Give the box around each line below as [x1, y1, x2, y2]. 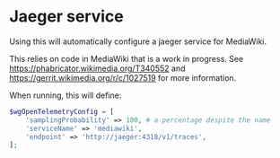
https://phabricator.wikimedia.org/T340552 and [9, 63, 186, 74]
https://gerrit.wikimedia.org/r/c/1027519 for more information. [9, 72, 237, 83]
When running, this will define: [9, 90, 122, 101]
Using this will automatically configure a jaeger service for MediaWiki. [9, 36, 267, 47]
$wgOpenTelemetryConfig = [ [9, 107, 115, 116]
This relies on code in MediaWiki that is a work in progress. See [9, 53, 244, 64]
